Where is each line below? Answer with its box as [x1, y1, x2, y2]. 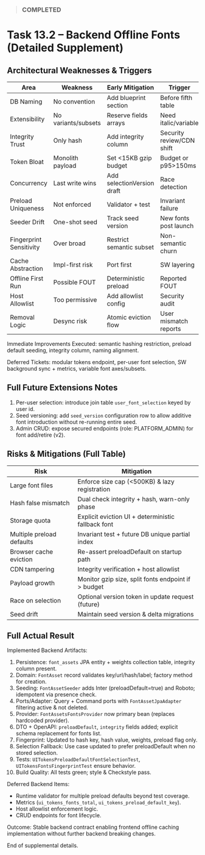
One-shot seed [53, 218, 98, 226]
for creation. [15, 678, 47, 685]
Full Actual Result [7, 631, 75, 641]
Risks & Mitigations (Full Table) [7, 449, 127, 459]
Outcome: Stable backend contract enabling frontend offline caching [7, 823, 179, 831]
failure [160, 204, 178, 212]
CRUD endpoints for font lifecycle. [15, 812, 102, 819]
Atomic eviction [106, 313, 151, 321]
